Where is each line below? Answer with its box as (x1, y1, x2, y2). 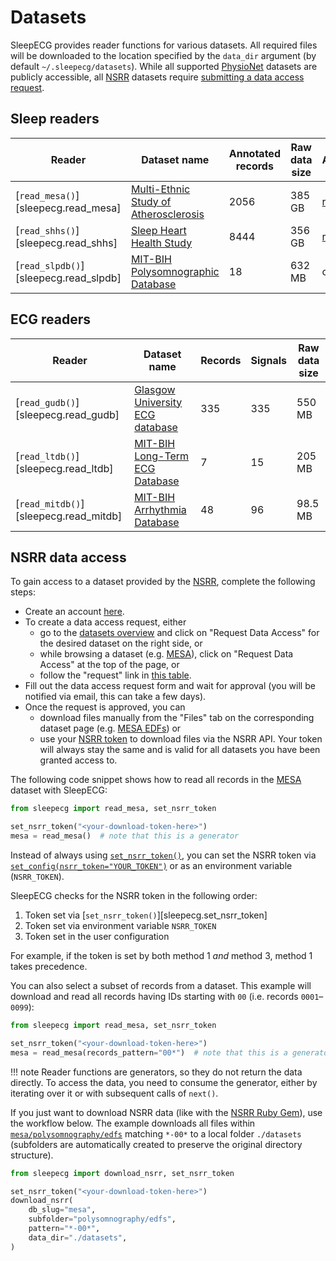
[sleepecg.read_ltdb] (15, 461, 114, 475)
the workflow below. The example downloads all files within (10, 1117, 256, 1129)
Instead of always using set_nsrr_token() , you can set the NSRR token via (10, 849, 317, 861)
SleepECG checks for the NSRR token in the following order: (10, 890, 258, 901)
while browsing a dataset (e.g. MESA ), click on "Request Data (39, 648, 294, 660)
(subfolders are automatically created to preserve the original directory (10, 1138, 303, 1150)
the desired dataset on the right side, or (39, 637, 203, 650)
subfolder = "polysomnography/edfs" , (28, 1214, 177, 1225)
